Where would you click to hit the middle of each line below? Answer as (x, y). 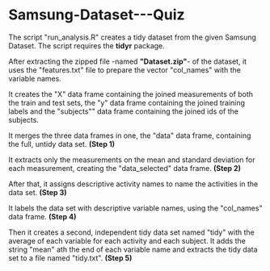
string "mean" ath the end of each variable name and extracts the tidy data (133, 249)
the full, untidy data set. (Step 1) (62, 144)
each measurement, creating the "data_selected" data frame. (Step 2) (124, 168)
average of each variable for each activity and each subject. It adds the (127, 240)
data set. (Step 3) (38, 192)
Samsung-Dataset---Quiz (97, 15)
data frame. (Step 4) (42, 216)
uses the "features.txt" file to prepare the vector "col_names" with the (124, 69)
